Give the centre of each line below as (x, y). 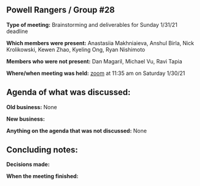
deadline (17, 31)
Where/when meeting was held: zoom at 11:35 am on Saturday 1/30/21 (96, 73)
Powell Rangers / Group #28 (61, 10)
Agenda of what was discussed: (69, 92)
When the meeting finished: (42, 176)
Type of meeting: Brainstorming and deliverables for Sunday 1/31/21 (92, 24)
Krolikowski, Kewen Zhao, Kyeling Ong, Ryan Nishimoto (76, 49)
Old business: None (32, 107)
